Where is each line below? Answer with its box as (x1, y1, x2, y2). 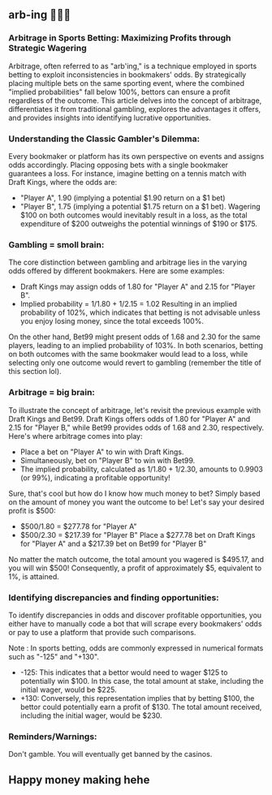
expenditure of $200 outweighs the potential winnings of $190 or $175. (19, 218, 257, 228)
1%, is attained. (8, 571, 59, 581)
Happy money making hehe (8, 772, 150, 787)
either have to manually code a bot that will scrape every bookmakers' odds (8, 618, 262, 629)
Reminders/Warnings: (8, 731, 97, 742)
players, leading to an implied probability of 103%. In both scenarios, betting (8, 341, 264, 350)
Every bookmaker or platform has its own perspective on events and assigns (8, 151, 265, 161)
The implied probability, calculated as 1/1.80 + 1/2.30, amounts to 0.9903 (19, 464, 264, 474)
